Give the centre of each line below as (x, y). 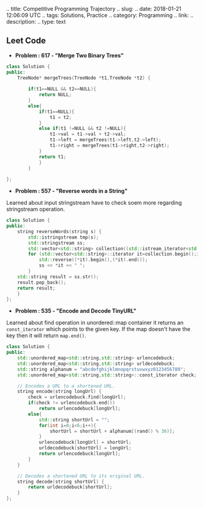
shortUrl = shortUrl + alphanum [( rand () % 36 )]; (112, 431)
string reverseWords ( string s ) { (59, 231)
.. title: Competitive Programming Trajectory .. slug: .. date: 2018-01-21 (94, 9)
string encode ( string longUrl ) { (59, 392)
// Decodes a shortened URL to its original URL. (81, 476)
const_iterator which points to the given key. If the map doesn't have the (98, 329)
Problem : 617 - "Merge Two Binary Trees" (69, 55)
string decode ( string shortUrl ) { (61, 481)
